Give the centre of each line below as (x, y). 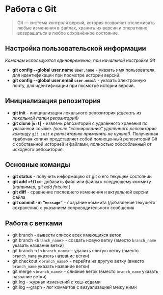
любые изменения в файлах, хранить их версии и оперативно (82, 27)
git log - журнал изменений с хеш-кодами (56, 282)
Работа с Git (31, 9)
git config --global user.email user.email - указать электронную (79, 80)
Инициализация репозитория (53, 101)
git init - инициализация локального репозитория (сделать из (77, 113)
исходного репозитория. (38, 149)
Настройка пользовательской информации (76, 48)
